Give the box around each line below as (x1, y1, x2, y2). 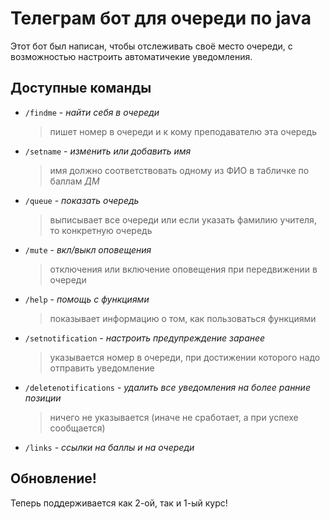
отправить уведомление (49, 362, 155, 374)
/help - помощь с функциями (24, 293, 150, 305)
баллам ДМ (49, 175, 100, 187)
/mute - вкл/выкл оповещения (24, 243, 152, 256)
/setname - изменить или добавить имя (24, 145, 192, 157)
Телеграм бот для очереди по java (10, 7, 312, 30)
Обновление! (10, 470, 97, 487)
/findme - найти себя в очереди (24, 106, 160, 118)
